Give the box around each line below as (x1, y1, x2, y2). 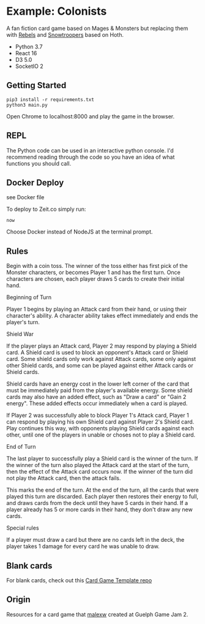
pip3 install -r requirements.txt (6, 96, 95, 102)
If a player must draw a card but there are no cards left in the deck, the (6, 536, 185, 544)
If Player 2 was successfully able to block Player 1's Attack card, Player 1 (6, 412, 189, 419)
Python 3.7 (15, 43, 43, 50)
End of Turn (6, 443, 36, 451)
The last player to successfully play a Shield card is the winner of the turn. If (6, 455, 198, 462)
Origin (6, 595, 31, 605)
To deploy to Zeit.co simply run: (6, 205, 86, 213)
